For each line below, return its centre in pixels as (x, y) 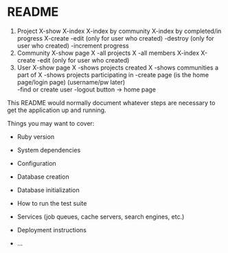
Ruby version (36, 136)
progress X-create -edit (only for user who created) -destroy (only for (115, 38)
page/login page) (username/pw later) (71, 82)
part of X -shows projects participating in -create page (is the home (113, 75)
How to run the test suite (52, 203)
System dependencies (49, 150)
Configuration (36, 163)
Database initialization (48, 190)
